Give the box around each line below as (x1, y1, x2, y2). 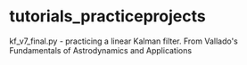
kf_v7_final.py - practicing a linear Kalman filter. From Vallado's (9, 36, 239, 46)
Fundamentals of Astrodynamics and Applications (9, 45, 193, 55)
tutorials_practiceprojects (9, 6, 207, 27)
